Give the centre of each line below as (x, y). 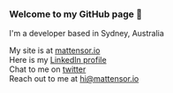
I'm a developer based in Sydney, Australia (87, 34)
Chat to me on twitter (48, 69)
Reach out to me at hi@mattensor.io (74, 79)
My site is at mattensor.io (55, 50)
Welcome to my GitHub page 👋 (76, 14)
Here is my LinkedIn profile (58, 60)
